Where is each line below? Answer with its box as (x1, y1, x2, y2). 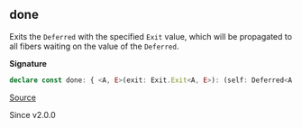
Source (9, 92, 36, 103)
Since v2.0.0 (9, 109, 56, 120)
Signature (9, 58, 48, 69)
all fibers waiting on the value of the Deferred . (9, 41, 179, 51)
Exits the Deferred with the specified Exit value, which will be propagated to (9, 31, 293, 41)
